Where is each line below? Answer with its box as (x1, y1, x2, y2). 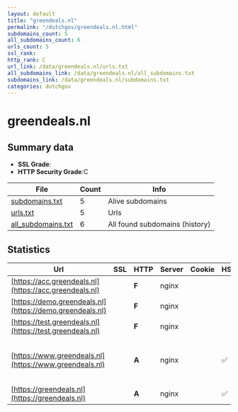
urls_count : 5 (7, 43, 50, 50)
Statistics (7, 244, 51, 256)
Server (160, 265, 184, 275)
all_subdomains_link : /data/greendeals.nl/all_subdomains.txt (7, 69, 195, 76)
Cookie (190, 265, 215, 275)
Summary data (7, 141, 74, 153)
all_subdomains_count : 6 (7, 37, 81, 44)
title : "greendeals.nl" (7, 17, 78, 24)
